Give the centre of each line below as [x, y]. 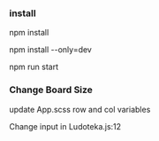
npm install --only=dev [51, 50]
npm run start [34, 67]
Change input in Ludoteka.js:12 [65, 126]
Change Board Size [51, 90]
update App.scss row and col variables [80, 109]
